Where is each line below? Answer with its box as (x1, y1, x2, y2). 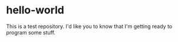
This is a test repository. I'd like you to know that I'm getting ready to (6, 23, 173, 30)
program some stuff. (6, 29, 56, 36)
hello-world (6, 3, 65, 17)
